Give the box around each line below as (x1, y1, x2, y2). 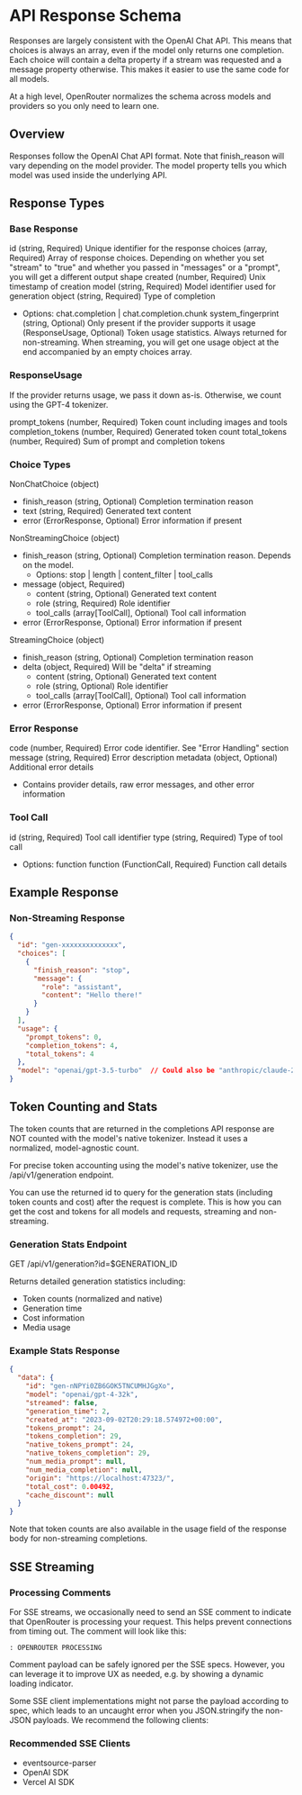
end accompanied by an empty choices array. (22, 347, 193, 357)
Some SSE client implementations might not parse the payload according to (9, 1695, 289, 1706)
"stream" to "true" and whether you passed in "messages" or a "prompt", (9, 262, 280, 273)
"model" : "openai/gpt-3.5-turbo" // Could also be (17, 1066, 216, 1076)
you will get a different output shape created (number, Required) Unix (9, 272, 267, 283)
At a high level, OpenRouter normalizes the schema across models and (9, 91, 271, 102)
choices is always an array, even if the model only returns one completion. (9, 44, 285, 55)
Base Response (9, 222, 78, 235)
